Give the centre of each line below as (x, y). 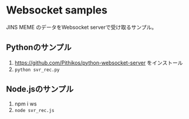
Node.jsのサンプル (40, 89)
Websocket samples (57, 10)
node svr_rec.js (34, 110)
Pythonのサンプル (39, 47)
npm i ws (26, 104)
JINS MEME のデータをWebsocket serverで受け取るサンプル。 (82, 27)
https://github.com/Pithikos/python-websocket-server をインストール (99, 63)
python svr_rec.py (37, 70)
